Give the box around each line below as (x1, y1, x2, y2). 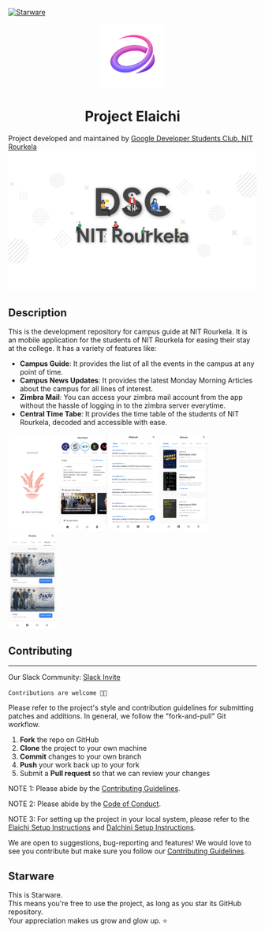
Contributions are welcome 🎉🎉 (8, 689, 108, 697)
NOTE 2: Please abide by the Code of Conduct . (8, 799, 162, 808)
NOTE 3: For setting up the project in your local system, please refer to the (8, 815, 250, 824)
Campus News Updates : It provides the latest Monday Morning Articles (19, 375, 253, 386)
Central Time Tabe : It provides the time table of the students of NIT (19, 409, 239, 419)
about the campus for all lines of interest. (19, 384, 154, 394)
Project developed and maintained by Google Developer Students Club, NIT (8, 133, 254, 143)
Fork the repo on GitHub (19, 735, 99, 745)
